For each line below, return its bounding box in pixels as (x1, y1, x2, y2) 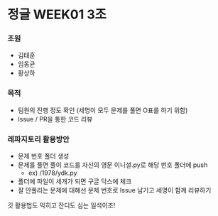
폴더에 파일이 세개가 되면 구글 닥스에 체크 (17, 177, 132, 185)
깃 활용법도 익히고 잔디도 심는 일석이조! (7, 201, 116, 210)
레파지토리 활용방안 (7, 134, 70, 144)
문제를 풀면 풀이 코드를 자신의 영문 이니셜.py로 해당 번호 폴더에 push (17, 161, 208, 169)
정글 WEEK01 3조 (7, 6, 107, 23)
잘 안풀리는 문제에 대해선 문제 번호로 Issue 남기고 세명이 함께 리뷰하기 (17, 186, 212, 195)
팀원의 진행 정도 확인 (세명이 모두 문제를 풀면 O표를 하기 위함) (17, 106, 188, 114)
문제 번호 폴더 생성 (17, 152, 70, 161)
